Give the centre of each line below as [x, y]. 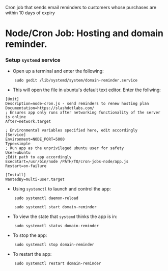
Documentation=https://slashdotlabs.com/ [50, 108]
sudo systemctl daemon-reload [47, 198]
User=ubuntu [18, 153]
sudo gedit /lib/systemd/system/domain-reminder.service [76, 80]
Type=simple [18, 144]
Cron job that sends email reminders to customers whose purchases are [81, 7]
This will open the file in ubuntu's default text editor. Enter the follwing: [87, 90]
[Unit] [12, 99]
